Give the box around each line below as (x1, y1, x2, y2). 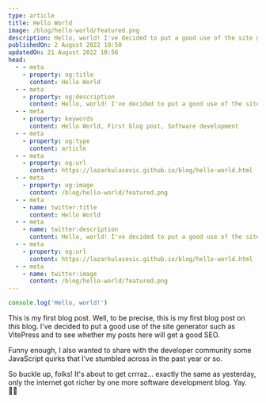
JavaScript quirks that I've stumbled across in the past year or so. (8, 354, 223, 363)
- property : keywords (22, 115, 93, 123)
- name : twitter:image (22, 270, 97, 278)
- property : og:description (22, 93, 115, 101)
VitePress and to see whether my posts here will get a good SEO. (8, 330, 220, 340)
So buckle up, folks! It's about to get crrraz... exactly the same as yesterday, (8, 370, 256, 378)
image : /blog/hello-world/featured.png (8, 26, 140, 34)
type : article (8, 11, 55, 20)
